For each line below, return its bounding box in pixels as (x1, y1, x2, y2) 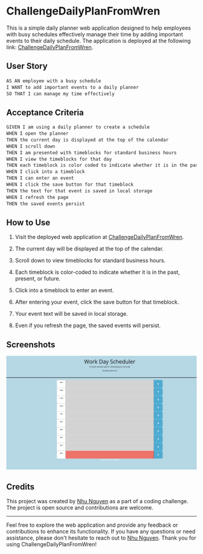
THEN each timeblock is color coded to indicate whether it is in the (6, 162, 188, 169)
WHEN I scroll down (6, 143, 56, 149)
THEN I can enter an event (6, 175, 74, 181)
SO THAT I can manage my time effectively (6, 91, 115, 97)
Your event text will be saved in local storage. (14, 310, 128, 318)
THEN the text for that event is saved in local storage (6, 187, 153, 194)
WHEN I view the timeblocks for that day (6, 156, 112, 162)
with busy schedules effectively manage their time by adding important (6, 30, 183, 37)
